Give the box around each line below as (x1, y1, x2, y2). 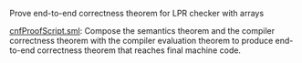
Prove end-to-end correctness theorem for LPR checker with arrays (9, 8, 265, 18)
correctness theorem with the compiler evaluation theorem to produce (9, 36, 274, 46)
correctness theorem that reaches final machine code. (36, 45, 242, 56)
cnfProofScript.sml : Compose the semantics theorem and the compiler (9, 26, 276, 36)
